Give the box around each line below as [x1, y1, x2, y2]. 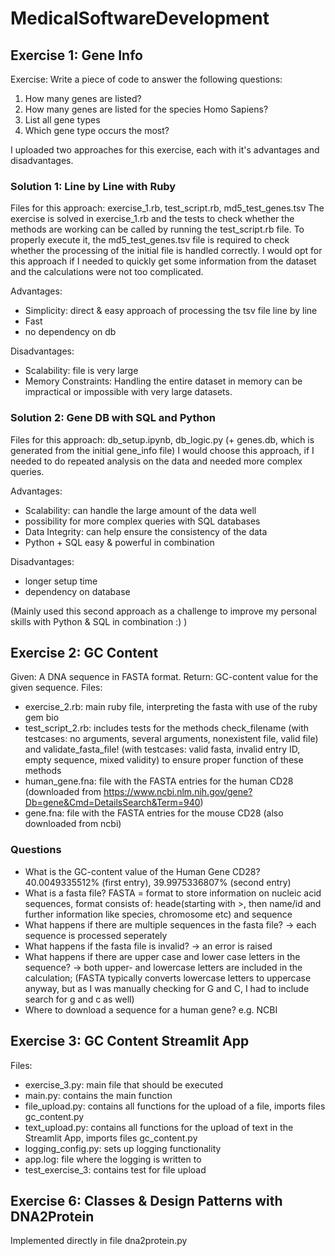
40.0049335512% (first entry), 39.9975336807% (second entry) [24, 876, 292, 888]
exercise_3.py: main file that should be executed [24, 1078, 224, 1091]
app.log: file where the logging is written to [24, 1153, 202, 1165]
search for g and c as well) [24, 993, 135, 1005]
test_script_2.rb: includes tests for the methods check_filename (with [24, 722, 310, 734]
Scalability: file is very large [24, 365, 139, 377]
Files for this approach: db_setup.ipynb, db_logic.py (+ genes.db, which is [10, 433, 315, 446]
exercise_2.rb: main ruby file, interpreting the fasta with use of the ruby [24, 701, 318, 713]
